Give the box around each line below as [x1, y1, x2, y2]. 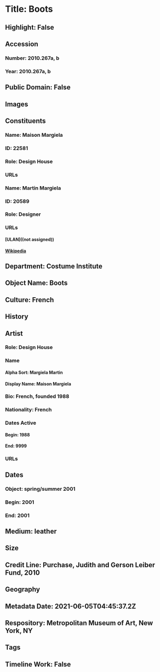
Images [5, 100, 28, 108]
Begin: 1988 [5, 432, 30, 437]
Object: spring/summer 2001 [5, 485, 76, 492]
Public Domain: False [5, 83, 71, 92]
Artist [5, 329, 23, 338]
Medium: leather [5, 527, 57, 535]
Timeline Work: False [5, 660, 71, 669]
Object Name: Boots [5, 279, 68, 287]
